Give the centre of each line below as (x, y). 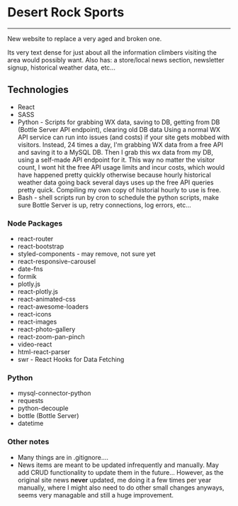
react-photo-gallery (46, 329)
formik (27, 277)
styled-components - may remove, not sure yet (86, 254)
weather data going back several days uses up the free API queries (115, 182)
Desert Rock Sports (66, 12)
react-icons (34, 314)
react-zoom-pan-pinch (51, 337)
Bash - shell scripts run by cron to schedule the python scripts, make (118, 197)
